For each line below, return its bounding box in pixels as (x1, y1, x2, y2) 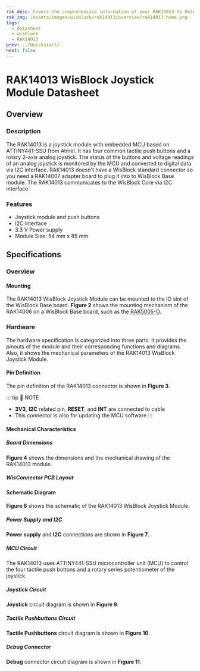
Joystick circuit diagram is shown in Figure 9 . (6, 601, 119, 608)
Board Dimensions (6, 439, 53, 447)
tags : (6, 20, 20, 26)
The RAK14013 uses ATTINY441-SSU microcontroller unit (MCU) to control (6, 560, 189, 567)
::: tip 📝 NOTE (6, 394, 39, 401)
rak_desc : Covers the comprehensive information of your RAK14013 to (6, 8, 183, 15)
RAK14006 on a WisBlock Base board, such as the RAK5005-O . (6, 308, 162, 316)
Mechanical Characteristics (6, 425, 76, 432)
